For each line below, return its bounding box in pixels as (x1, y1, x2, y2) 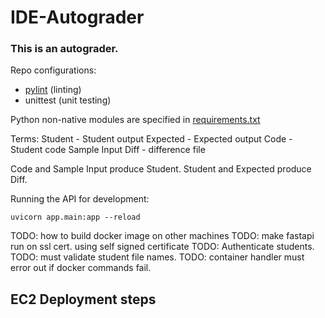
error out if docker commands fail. (10, 262, 152, 274)
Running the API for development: (10, 193, 150, 205)
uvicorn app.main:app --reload (10, 212, 141, 223)
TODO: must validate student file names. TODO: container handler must (10, 251, 305, 263)
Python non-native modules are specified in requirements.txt (10, 114, 261, 126)
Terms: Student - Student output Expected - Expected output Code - (10, 133, 293, 145)
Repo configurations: (10, 64, 97, 76)
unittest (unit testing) (24, 94, 112, 106)
